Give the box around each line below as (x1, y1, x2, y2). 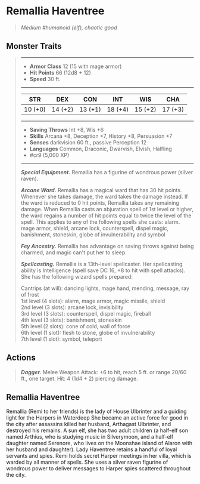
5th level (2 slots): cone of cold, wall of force (20, 322, 131, 329)
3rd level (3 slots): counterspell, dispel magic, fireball (20, 310, 151, 317)
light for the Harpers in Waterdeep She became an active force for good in (6, 414, 189, 421)
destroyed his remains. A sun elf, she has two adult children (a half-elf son (6, 427, 189, 434)
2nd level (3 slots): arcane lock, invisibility (20, 303, 124, 311)
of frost (20, 291, 39, 298)
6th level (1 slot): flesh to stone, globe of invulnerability (20, 329, 155, 336)
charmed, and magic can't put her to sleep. (20, 249, 127, 256)
